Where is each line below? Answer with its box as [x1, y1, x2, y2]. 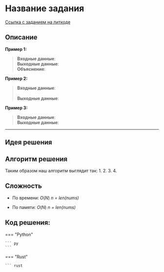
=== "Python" [5, 231, 33, 237]
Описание [5, 33, 38, 42]
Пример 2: [5, 75, 28, 81]
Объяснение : [17, 66, 45, 72]
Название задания [5, 3, 84, 14]
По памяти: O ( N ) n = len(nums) [12, 204, 76, 210]
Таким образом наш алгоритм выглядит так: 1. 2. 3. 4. [5, 167, 117, 173]
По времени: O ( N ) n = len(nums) [12, 195, 79, 201]
